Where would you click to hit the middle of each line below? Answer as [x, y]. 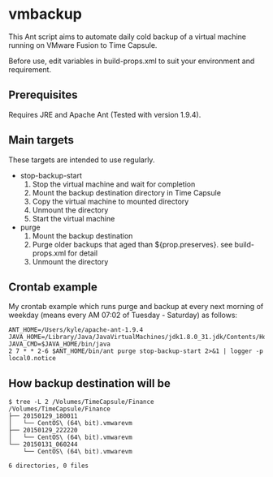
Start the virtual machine [74, 218]
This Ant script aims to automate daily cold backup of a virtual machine [127, 37]
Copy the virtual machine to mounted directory [110, 201]
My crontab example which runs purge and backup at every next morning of [136, 307]
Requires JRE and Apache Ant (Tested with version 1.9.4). [105, 114]
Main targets [41, 140]
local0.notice [32, 359]
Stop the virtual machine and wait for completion [114, 184]
